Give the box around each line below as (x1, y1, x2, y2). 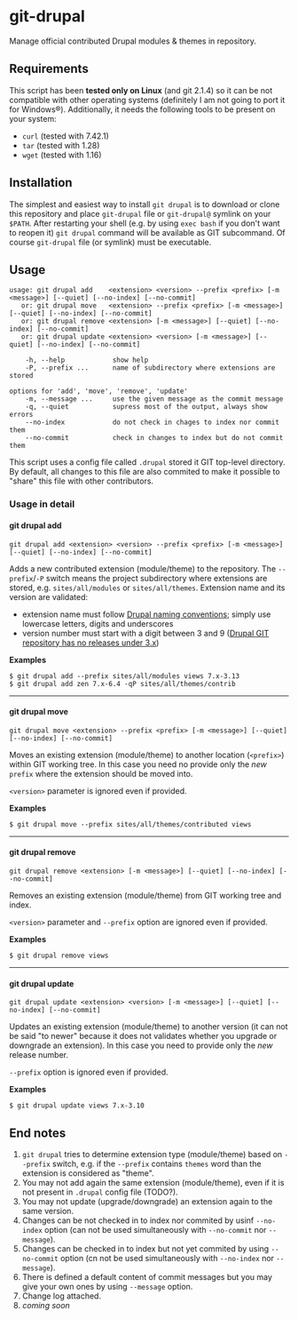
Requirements (9, 61, 89, 76)
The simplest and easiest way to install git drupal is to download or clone (9, 198, 280, 210)
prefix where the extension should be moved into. (9, 768, 193, 779)
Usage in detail (9, 498, 75, 510)
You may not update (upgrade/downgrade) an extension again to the (21, 1195, 273, 1206)
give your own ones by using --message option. (21, 1281, 193, 1291)
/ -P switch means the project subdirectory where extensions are (32, 572, 268, 583)
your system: (9, 113, 58, 124)
